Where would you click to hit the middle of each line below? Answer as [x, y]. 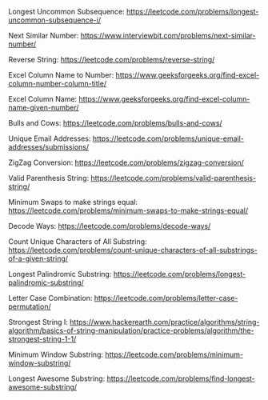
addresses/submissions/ [49, 147]
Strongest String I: [38, 322]
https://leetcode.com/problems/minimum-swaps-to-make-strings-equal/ [128, 210]
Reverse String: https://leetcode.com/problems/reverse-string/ [112, 60]
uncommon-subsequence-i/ [55, 20]
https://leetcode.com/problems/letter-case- [166, 298]
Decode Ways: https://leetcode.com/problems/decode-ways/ [110, 226]
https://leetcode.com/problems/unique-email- [168, 138]
